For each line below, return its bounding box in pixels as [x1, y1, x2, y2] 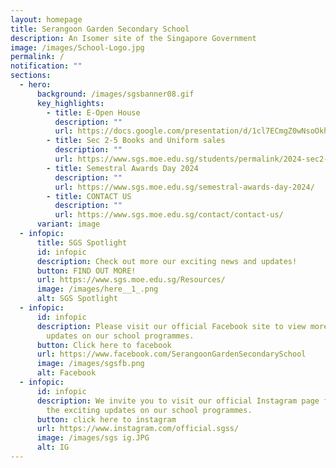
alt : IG [36, 442, 70, 453]
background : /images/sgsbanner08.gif [36, 89, 195, 99]
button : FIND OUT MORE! [36, 266, 137, 276]
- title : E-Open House [46, 107, 141, 118]
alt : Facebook [36, 368, 97, 378]
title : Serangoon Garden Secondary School [10, 24, 190, 34]
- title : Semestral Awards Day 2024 [46, 163, 199, 173]
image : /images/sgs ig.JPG [36, 433, 150, 443]
